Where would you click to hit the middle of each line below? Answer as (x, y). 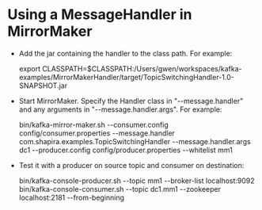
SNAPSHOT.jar (43, 86)
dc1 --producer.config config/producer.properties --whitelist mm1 (125, 150)
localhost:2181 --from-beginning (71, 197)
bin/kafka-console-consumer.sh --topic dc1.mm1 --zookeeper (120, 189)
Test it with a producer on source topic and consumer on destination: (131, 165)
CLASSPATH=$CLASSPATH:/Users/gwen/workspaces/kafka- (142, 68)
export (30, 68)
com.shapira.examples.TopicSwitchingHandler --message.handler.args (135, 141)
